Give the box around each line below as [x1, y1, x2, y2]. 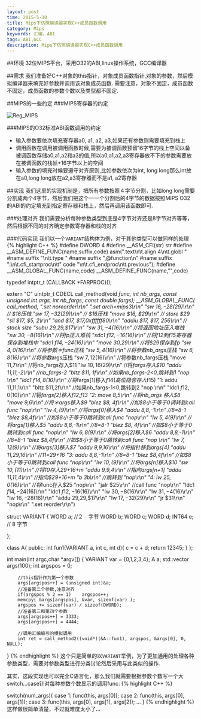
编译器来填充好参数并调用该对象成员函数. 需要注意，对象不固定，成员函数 [11, 79, 193, 87]
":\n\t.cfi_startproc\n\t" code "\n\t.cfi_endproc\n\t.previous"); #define [7, 260, 176, 268]
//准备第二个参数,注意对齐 [17, 586, 75, 592]
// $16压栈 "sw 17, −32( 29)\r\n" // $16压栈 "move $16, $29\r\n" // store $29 [7, 310, 190, 317]
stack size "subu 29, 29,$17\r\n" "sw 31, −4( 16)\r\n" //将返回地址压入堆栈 [7, 324, 185, 331]
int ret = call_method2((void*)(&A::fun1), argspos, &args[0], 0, [17, 635, 187, 641]
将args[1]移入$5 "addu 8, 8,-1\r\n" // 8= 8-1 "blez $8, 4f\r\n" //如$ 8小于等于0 [7, 421, 192, 428]
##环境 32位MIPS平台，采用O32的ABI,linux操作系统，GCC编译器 [7, 59, 167, 66]
